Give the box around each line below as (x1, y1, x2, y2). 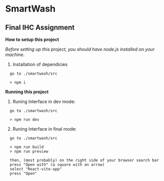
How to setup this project (5, 36, 60, 42)
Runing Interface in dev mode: (12, 99, 76, 104)
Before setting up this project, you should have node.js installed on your (5, 46, 155, 52)
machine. (5, 51, 25, 57)
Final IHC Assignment (5, 23, 75, 32)
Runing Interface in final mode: (12, 126, 77, 132)
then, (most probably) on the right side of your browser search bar (10, 158, 159, 163)
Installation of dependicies (12, 62, 68, 67)
